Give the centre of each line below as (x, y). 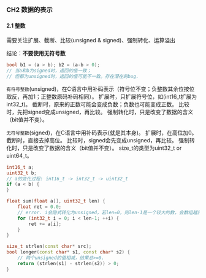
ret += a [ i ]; (45, 224)
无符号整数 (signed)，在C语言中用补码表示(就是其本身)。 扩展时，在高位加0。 (102, 133)
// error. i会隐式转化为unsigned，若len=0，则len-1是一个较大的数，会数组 (105, 212)
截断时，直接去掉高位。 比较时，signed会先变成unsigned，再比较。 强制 (98, 140)
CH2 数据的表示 (30, 9)
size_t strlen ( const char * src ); (49, 247)
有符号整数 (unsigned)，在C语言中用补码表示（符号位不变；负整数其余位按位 (101, 89)
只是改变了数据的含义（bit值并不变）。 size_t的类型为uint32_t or (102, 148)
